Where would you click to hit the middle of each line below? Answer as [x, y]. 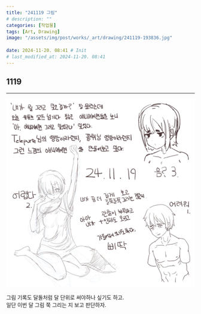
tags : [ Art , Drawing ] [33, 32]
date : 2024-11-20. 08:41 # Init [46, 51]
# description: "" [29, 19]
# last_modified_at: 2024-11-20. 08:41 [56, 57]
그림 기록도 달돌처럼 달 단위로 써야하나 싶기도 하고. [65, 297]
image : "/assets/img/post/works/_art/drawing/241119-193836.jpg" [89, 38]
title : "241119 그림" [32, 13]
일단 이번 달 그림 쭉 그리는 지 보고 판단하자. [56, 304]
